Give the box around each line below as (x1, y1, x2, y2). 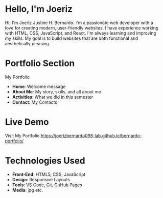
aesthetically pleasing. (5, 40, 50, 46)
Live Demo (5, 116, 49, 128)
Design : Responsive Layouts (12, 176, 70, 182)
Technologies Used (5, 155, 86, 166)
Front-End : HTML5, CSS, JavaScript (12, 171, 86, 177)
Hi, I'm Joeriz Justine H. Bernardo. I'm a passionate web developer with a (5, 20, 153, 26)
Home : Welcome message (12, 84, 66, 89)
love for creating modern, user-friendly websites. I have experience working (5, 25, 159, 30)
